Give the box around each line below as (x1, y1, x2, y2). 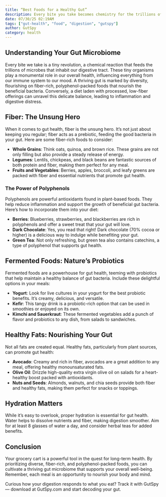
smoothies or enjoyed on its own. (12, 305, 80, 312)
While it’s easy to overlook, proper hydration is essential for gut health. (5, 412, 149, 418)
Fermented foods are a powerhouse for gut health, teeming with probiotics (5, 270, 157, 276)
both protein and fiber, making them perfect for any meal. (12, 162, 129, 168)
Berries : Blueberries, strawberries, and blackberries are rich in (12, 216, 140, 222)
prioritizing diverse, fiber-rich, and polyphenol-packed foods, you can (5, 461, 147, 467)
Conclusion (5, 443, 41, 451)
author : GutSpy (5, 26, 37, 31)
